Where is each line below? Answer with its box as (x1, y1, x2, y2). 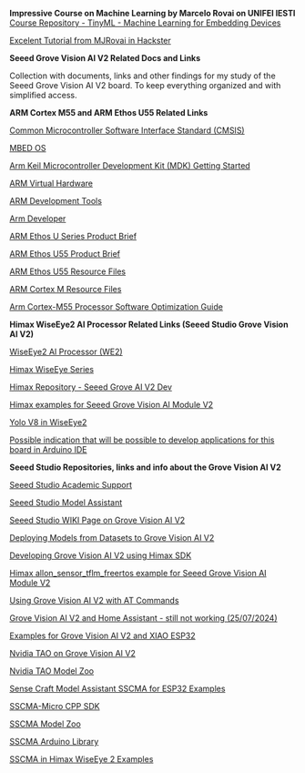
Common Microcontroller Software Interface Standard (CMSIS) (9, 125, 245, 136)
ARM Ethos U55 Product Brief (9, 249, 121, 259)
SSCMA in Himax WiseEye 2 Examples (9, 754, 154, 764)
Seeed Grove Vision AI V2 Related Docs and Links (9, 53, 201, 63)
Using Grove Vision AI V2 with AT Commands (9, 595, 179, 605)
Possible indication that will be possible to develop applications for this (9, 434, 275, 445)
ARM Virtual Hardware (9, 178, 94, 188)
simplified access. (9, 90, 77, 100)
